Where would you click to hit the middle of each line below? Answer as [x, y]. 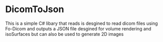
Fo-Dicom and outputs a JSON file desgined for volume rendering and [78, 28]
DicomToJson [35, 9]
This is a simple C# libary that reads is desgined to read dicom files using [81, 23]
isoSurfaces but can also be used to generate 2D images [65, 34]
